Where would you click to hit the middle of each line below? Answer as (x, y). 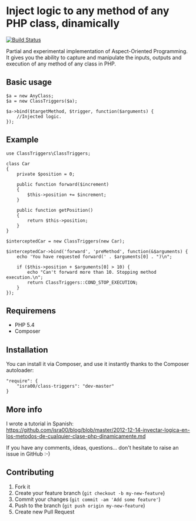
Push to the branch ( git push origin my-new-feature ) (80, 505)
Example (22, 140)
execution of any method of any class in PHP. (61, 64)
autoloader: (20, 371)
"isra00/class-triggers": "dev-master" (66, 386)
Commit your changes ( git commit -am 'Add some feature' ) (87, 499)
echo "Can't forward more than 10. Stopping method (92, 272)
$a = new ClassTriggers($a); (42, 101)
